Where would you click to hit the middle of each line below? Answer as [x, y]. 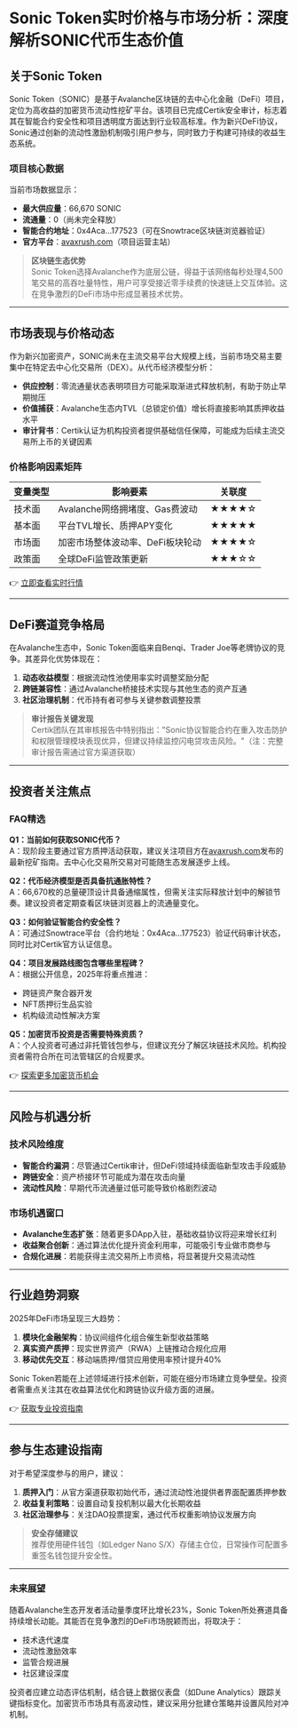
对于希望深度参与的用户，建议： [67, 1473]
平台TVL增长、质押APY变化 [115, 526]
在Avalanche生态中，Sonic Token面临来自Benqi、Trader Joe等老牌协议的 [143, 648]
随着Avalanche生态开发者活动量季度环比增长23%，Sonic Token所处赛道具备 [149, 1610]
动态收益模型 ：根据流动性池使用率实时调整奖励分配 [115, 678]
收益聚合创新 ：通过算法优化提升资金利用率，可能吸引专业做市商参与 [146, 1245]
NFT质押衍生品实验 [57, 1004]
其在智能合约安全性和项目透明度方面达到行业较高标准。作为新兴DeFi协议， [145, 121]
